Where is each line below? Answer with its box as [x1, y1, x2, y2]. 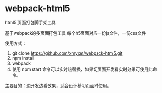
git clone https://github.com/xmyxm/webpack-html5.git [12, 50, 123, 56]
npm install [12, 55, 34, 61]
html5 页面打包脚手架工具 [5, 19, 56, 25]
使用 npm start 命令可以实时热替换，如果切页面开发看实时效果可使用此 [12, 66, 153, 72]
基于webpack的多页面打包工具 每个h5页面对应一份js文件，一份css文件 [5, 30, 146, 36]
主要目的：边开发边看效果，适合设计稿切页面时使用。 [5, 82, 112, 88]
